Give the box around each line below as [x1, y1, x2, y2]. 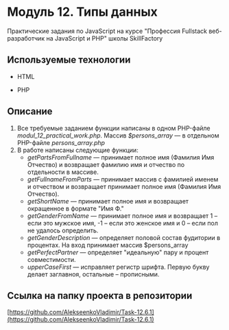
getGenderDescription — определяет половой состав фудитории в [27, 233, 221, 241]
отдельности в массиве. [27, 168, 99, 176]
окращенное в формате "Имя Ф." [27, 204, 125, 212]
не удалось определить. [27, 226, 99, 234]
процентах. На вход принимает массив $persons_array [27, 241, 189, 249]
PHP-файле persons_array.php [16, 138, 105, 146]
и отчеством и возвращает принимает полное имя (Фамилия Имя [27, 182, 221, 190]
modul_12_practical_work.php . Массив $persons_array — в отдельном [16, 131, 219, 140]
